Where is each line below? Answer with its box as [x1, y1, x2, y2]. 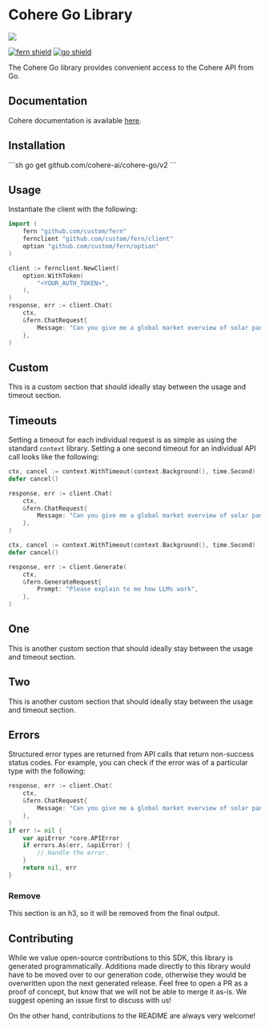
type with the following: [8, 766, 86, 776]
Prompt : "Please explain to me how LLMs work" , [37, 585, 199, 593]
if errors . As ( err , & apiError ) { [22, 841, 130, 849]
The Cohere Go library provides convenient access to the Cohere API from [8, 62, 254, 72]
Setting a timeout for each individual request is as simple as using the [8, 435, 238, 444]
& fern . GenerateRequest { [22, 578, 102, 586]
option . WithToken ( [22, 271, 84, 279]
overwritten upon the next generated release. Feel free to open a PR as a [8, 978, 248, 988]
